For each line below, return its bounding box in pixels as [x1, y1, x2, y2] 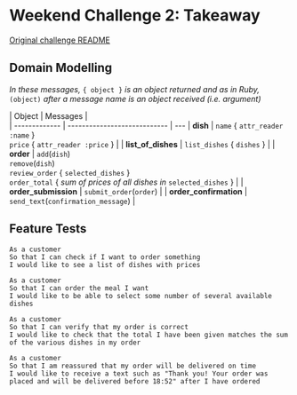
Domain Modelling [9, 60, 113, 75]
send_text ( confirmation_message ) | [9, 195, 136, 206]
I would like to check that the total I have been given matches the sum [9, 330, 289, 339]
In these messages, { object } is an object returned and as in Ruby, [9, 83, 261, 94]
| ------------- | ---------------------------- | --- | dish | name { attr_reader [9, 120, 284, 130]
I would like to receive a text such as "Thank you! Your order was [9, 369, 269, 378]
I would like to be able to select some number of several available [9, 291, 273, 300]
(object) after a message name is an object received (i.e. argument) [9, 93, 261, 104]
